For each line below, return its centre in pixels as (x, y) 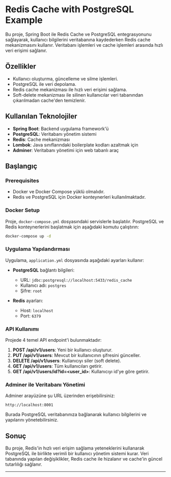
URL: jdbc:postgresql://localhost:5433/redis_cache (76, 280)
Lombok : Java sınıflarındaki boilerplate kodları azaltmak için (75, 145)
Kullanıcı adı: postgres (43, 285)
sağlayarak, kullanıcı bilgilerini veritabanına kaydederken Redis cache (78, 40)
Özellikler (21, 66)
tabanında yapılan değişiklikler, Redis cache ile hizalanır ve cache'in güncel (84, 459)
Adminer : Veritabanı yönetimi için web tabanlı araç (66, 150)
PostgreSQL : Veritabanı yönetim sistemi (54, 134)
